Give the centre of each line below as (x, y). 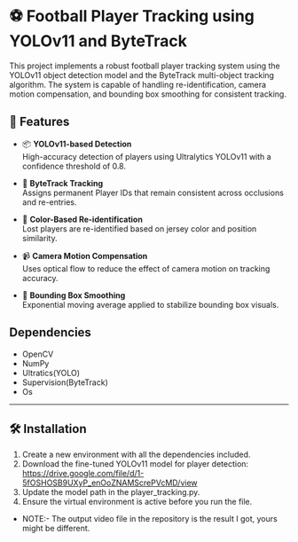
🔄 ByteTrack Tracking (63, 183)
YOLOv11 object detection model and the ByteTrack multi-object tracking (142, 75)
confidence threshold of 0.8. (74, 166)
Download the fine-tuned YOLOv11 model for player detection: (135, 464)
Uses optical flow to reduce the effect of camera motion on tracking (146, 268)
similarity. (39, 238)
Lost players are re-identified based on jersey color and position (139, 228)
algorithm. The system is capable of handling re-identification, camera (138, 84)
